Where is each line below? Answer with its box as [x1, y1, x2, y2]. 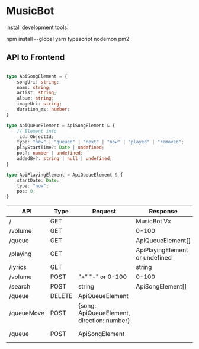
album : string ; [17, 95, 54, 101]
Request [92, 207, 117, 216]
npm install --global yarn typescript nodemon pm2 [6, 35, 130, 42]
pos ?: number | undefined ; [17, 150, 84, 156]
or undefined [136, 254, 172, 262]
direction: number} [78, 316, 130, 325]
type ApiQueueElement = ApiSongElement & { [6, 123, 115, 129]
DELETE [50, 292, 73, 300]
